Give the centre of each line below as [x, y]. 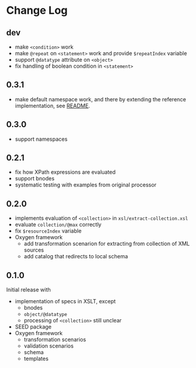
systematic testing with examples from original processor [86, 185]
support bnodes [35, 179]
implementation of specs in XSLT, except [65, 301]
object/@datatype [46, 315]
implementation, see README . [52, 105]
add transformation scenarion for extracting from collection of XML [107, 244]
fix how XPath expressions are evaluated [65, 172]
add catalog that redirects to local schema [76, 257]
